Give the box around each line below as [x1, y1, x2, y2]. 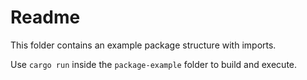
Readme [10, 6, 81, 29]
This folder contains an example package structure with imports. [10, 39, 277, 51]
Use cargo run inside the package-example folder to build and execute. [10, 58, 298, 70]
